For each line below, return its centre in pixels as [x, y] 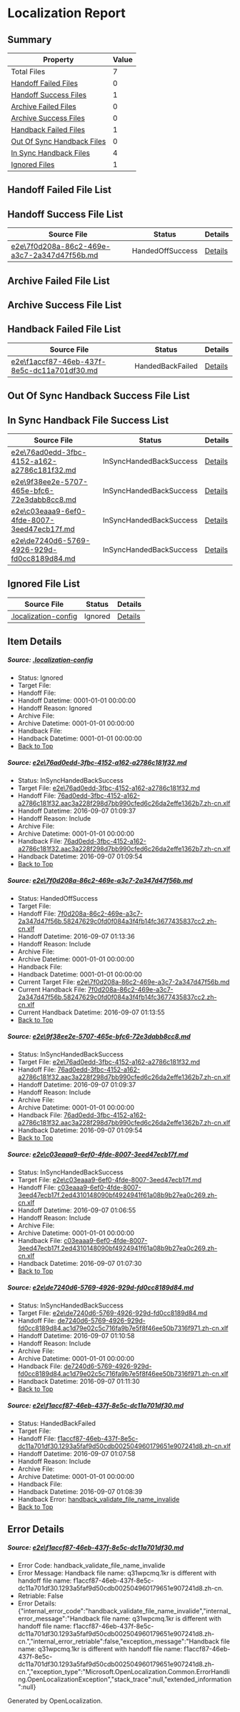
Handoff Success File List [65, 214]
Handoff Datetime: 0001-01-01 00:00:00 [77, 701]
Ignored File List [44, 584]
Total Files [28, 71]
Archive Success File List [65, 305]
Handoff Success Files [49, 95]
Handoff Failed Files [45, 83]
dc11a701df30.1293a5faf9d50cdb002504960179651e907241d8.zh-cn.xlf [124, 1446]
